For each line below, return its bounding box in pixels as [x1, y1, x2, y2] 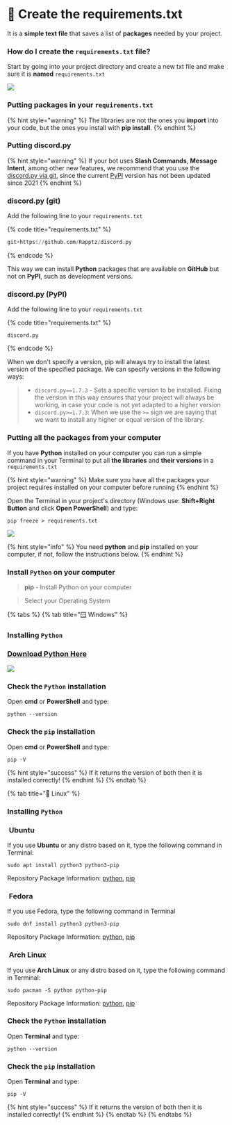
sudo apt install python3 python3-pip [7, 862, 119, 869]
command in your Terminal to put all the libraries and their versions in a [7, 456, 214, 464]
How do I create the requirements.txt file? [7, 47, 151, 56]
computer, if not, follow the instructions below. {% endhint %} [7, 550, 184, 558]
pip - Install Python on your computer [24, 583, 132, 591]
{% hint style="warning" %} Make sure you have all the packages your [7, 475, 210, 484]
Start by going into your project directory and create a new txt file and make [7, 63, 224, 71]
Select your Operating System [24, 596, 110, 605]
